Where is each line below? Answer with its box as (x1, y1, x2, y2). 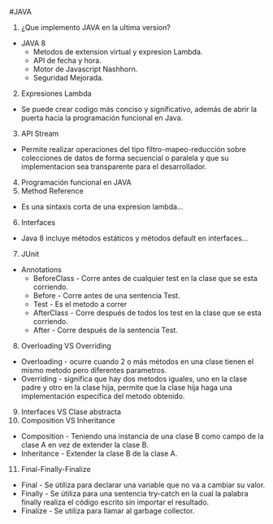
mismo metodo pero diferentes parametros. (20, 366, 167, 375)
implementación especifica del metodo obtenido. (20, 392, 185, 401)
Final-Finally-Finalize (20, 465, 92, 474)
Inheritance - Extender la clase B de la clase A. (20, 448, 178, 458)
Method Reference (20, 186, 84, 196)
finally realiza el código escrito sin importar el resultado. (20, 497, 210, 507)
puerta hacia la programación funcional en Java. (20, 113, 184, 123)
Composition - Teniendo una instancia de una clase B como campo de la (20, 431, 264, 441)
